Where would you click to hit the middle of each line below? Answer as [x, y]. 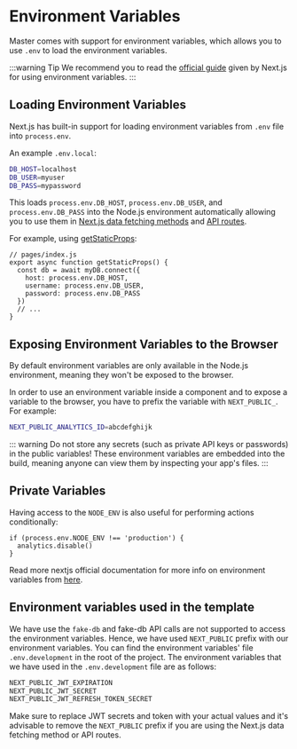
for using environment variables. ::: [73, 76]
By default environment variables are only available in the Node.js [129, 366]
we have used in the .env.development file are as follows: [113, 666]
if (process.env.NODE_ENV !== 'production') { [97, 538]
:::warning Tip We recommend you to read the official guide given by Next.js [148, 67]
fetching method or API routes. [65, 735]
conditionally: [34, 522]
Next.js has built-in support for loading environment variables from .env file [147, 126]
